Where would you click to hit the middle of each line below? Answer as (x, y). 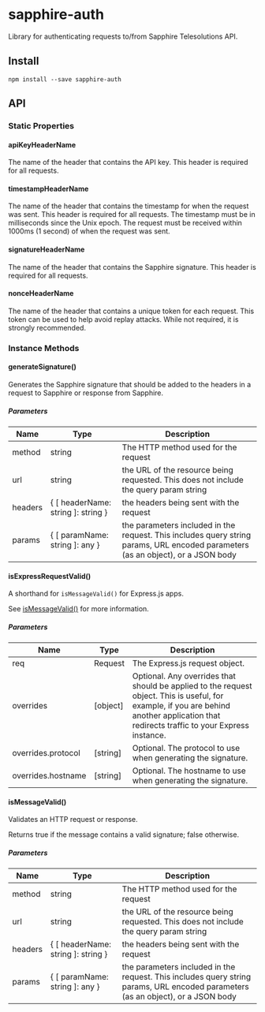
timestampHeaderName (49, 189)
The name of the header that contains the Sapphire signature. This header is (132, 267)
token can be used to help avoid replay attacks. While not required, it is (123, 319)
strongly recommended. (47, 327)
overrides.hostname (49, 776)
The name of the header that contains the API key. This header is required (128, 162)
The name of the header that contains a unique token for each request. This (131, 311)
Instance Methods (44, 348)
